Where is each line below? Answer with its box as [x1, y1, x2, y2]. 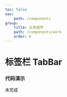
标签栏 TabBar [5, 57, 62, 68]
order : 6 [14, 34, 32, 39]
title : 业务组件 [14, 25, 44, 30]
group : [5, 20, 18, 26]
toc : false [5, 7, 27, 12]
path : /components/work [14, 30, 62, 34]
